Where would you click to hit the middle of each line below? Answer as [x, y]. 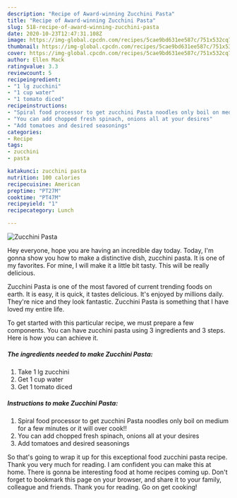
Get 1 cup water [40, 379]
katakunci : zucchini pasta [47, 171]
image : [17, 40]
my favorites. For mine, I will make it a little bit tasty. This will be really [108, 265]
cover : [17, 54]
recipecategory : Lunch [41, 211]
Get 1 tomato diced [45, 386]
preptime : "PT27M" [34, 191]
